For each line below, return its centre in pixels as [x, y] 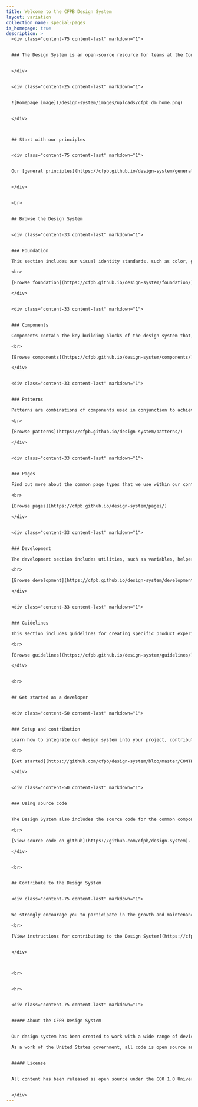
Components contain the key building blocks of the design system [95, 336]
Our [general [27, 171]
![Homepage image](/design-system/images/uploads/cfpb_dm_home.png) [97, 102]
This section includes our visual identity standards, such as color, [100, 261]
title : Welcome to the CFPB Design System [59, 12]
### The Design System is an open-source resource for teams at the [97, 55]
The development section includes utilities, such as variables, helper [103, 559]
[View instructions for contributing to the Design [76, 936]
